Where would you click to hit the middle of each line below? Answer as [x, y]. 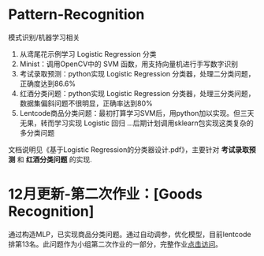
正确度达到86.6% [48, 83]
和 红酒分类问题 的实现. [54, 159]
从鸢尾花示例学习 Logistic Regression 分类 [88, 54]
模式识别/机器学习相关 [44, 37]
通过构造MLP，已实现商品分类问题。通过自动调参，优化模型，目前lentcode [130, 234]
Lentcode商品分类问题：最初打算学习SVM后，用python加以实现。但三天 [137, 113]
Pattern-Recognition [76, 15]
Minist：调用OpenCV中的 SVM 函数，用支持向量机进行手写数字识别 [129, 64]
